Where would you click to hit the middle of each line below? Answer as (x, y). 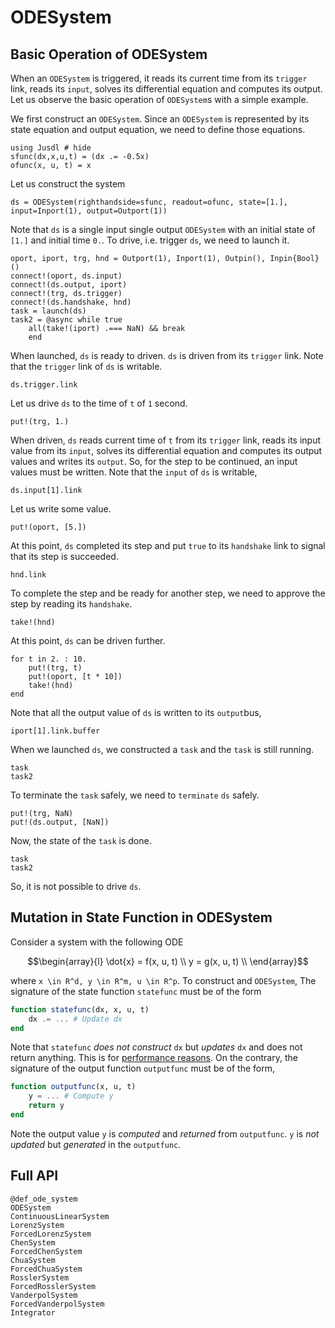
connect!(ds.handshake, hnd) (71, 302)
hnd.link (28, 575)
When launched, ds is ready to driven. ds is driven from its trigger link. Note (167, 355)
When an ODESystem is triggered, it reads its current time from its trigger (159, 78)
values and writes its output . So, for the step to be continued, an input (154, 461)
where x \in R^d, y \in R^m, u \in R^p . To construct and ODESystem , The (163, 980)
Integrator (33, 1312)
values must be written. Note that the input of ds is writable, (134, 472)
